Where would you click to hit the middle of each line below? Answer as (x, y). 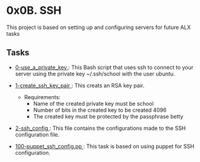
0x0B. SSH (34, 11)
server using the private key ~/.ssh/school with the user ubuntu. (95, 74)
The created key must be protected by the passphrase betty (108, 116)
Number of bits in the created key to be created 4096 (100, 110)
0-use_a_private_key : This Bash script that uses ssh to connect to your (104, 67)
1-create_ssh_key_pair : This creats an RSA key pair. (80, 85)
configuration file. (37, 134)
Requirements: (42, 97)
